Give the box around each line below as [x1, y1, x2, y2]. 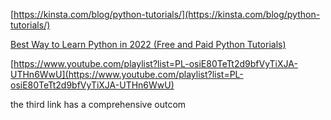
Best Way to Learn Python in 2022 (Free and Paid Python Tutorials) [10, 39, 287, 50]
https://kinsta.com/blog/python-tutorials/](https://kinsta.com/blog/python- [13, 9, 321, 20]
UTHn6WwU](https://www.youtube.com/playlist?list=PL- [10, 69, 244, 80]
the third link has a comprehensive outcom [10, 99, 187, 110]
